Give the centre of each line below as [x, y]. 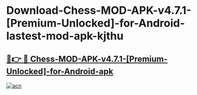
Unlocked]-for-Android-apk [60, 71]
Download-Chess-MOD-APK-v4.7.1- [99, 11]
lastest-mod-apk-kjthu [65, 36]
